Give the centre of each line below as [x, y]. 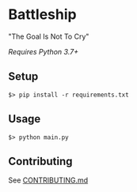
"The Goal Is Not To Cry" [49, 36]
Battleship [42, 15]
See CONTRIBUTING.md [48, 180]
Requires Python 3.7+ [44, 51]
